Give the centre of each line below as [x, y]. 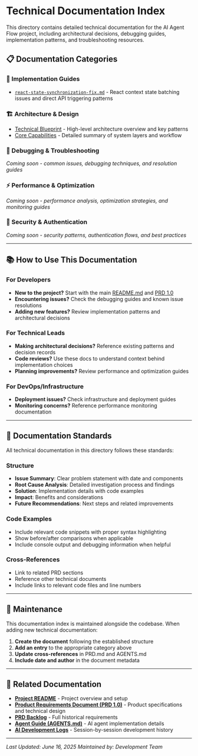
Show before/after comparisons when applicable [74, 538]
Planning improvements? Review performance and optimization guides [102, 371]
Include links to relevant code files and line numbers [78, 585]
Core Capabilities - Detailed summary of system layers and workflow [98, 135]
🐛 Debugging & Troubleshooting [53, 150]
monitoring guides [28, 207]
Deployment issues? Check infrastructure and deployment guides [95, 399]
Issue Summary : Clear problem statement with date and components [99, 479]
